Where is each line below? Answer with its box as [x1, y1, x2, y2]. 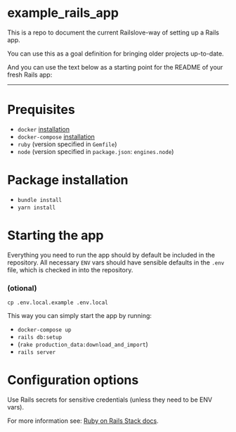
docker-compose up [17, 326, 72, 333]
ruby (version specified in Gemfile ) [17, 139, 117, 148]
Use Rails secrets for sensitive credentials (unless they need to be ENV [7, 395, 213, 404]
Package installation [7, 172, 129, 188]
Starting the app [7, 227, 104, 243]
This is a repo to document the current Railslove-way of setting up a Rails [7, 28, 220, 37]
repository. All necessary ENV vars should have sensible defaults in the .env [7, 258, 225, 267]
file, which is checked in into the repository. [7, 265, 133, 274]
